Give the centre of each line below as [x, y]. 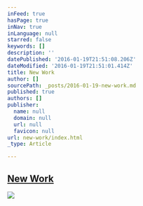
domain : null [33, 118]
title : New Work [31, 72]
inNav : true [25, 27]
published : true [31, 92]
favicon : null [34, 131]
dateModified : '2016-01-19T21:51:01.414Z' [70, 66]
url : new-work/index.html [45, 137]
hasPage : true [28, 20]
